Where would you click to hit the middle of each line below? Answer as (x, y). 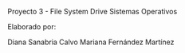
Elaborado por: (32, 26)
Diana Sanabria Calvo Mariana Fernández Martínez (91, 42)
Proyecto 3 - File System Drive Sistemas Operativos (92, 11)
